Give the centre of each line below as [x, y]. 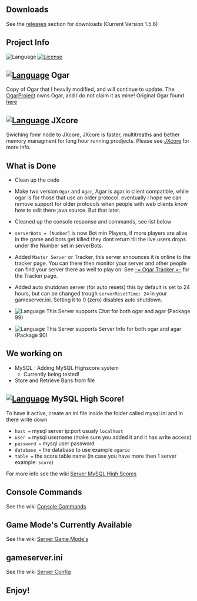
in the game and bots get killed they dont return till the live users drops [100, 239]
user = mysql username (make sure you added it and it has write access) [103, 437]
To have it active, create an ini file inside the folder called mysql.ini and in [95, 413]
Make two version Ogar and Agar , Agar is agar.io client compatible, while [102, 192]
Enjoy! [18, 590]
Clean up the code [37, 180]
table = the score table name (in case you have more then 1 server [96, 456]
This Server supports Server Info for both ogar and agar [114, 329]
